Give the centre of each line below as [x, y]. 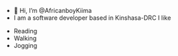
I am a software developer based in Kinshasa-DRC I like [92, 18]
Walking [25, 38]
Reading [25, 31]
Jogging [25, 45]
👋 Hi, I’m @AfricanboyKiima [53, 11]
